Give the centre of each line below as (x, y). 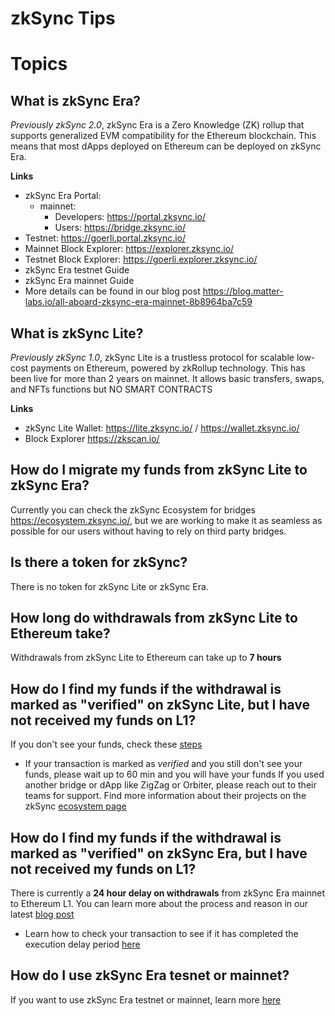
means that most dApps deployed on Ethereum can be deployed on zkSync (166, 146)
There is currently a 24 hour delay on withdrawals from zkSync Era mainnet (168, 893)
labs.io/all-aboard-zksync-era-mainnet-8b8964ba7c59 (138, 302)
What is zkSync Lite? (77, 333)
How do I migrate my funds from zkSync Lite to (159, 470)
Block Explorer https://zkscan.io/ (92, 438)
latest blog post (42, 914)
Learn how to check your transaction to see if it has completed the (161, 934)
